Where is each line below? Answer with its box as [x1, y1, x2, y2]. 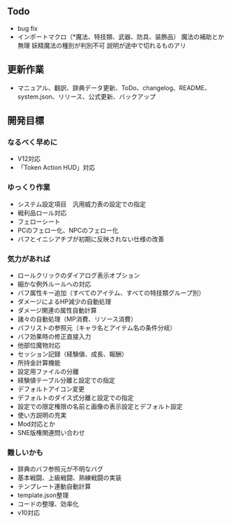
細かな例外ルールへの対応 [17, 280, 91, 288]
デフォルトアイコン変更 [17, 385, 85, 393]
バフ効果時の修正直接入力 [17, 332, 91, 341]
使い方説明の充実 [17, 410, 67, 419]
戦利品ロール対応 [17, 208, 67, 217]
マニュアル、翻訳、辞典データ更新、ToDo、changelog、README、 [17, 83, 211, 92]
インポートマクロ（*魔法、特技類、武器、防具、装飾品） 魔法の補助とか [17, 32, 225, 41]
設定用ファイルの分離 [17, 367, 79, 375]
